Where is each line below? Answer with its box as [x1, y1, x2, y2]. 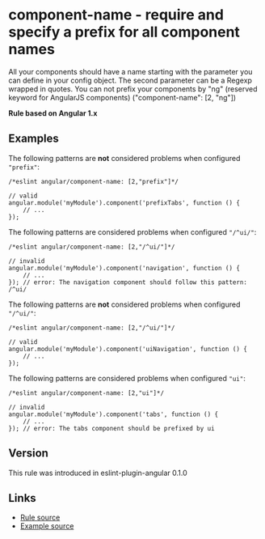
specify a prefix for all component [8, 23, 241, 41]
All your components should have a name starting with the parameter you [8, 66, 253, 76]
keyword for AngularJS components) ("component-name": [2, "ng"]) [8, 92, 237, 102]
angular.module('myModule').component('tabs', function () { [8, 410, 219, 418]
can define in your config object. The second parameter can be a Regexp [8, 75, 253, 85]
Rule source [19, 512, 61, 523]
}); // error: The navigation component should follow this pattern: [8, 278, 248, 286]
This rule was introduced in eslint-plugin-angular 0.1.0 [8, 468, 187, 477]
